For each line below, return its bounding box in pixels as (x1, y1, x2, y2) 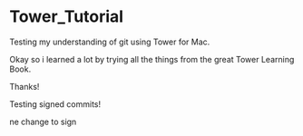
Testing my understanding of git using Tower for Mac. (9, 36, 210, 47)
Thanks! (9, 81, 40, 92)
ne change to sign (9, 116, 77, 127)
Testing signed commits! (9, 98, 102, 110)
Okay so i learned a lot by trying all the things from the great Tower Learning (9, 53, 295, 64)
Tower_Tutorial (9, 6, 124, 27)
